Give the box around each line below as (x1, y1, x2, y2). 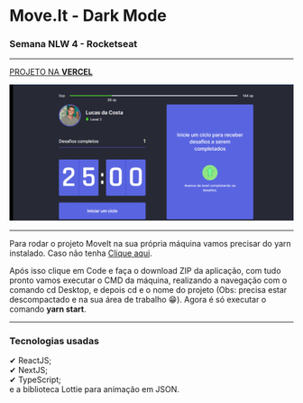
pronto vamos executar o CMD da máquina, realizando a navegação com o (9, 275, 288, 286)
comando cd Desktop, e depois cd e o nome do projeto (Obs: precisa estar (9, 285, 288, 295)
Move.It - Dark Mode (9, 5, 167, 26)
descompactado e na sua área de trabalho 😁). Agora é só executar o (9, 295, 267, 305)
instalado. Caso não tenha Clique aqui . (9, 248, 153, 258)
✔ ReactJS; (9, 355, 52, 366)
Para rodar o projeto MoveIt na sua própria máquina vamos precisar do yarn (9, 239, 291, 249)
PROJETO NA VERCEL (9, 67, 93, 78)
